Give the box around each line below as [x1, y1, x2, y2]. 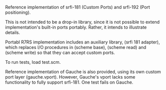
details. [5, 30, 20, 35]
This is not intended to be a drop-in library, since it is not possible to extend [5, 19, 160, 25]
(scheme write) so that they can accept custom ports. [5, 49, 115, 55]
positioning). [5, 9, 31, 15]
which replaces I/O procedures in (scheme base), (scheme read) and [5, 45, 147, 50]
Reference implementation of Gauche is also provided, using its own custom [5, 69, 162, 75]
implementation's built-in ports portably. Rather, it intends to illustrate [5, 24, 147, 30]
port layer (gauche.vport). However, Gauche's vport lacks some [5, 74, 136, 80]
